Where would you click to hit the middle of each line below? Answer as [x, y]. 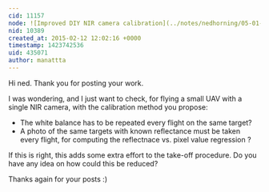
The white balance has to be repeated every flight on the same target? [136, 122]
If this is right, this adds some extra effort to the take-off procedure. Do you [133, 155]
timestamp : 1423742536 [46, 46]
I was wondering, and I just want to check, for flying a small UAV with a [125, 98]
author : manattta [37, 61]
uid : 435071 [28, 53]
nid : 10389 [26, 30]
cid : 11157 [26, 16]
